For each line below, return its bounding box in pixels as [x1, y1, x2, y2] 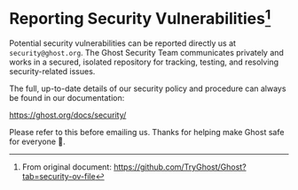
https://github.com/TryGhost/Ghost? [114, 162, 247, 172]
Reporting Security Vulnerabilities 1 [9, 5, 271, 29]
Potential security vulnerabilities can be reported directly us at [9, 38, 237, 49]
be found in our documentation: [9, 93, 125, 103]
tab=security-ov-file [21, 171, 96, 182]
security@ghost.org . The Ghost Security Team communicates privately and [9, 48, 284, 58]
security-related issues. [9, 66, 96, 77]
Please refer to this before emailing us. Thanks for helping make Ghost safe [9, 127, 285, 138]
